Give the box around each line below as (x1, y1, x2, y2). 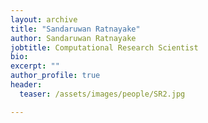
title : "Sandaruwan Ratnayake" (10, 24, 141, 34)
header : (10, 80, 43, 90)
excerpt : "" (10, 61, 60, 71)
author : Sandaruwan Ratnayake (10, 33, 137, 43)
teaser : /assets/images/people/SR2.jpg (19, 89, 186, 99)
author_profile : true (10, 71, 101, 81)
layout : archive (10, 14, 78, 25)
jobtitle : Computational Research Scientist (10, 42, 199, 53)
